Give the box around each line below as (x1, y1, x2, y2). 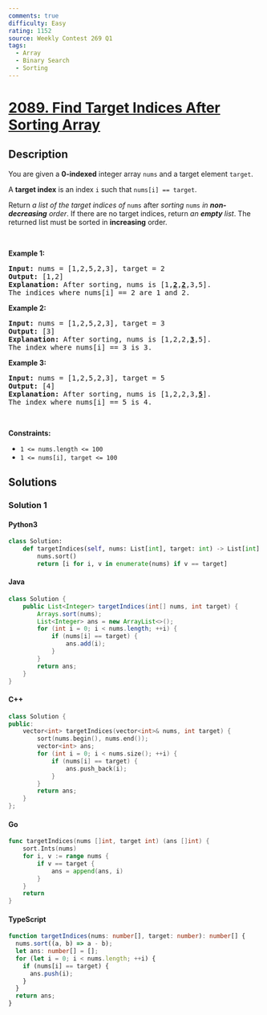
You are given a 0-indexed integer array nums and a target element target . (8, 169, 254, 178)
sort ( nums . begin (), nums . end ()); (37, 735, 149, 743)
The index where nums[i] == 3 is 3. (8, 342, 152, 352)
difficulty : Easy (8, 19, 67, 27)
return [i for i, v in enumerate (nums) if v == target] (37, 559, 228, 567)
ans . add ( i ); (65, 640, 106, 648)
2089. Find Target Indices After (8, 98, 220, 117)
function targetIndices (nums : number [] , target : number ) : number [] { (8, 932, 246, 940)
